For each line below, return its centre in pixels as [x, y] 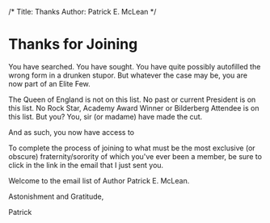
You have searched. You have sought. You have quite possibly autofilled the [135, 66]
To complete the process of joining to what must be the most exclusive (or [132, 148]
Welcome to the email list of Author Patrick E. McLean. [99, 180]
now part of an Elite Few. [49, 83]
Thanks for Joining [73, 44]
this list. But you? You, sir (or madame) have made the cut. [105, 116]
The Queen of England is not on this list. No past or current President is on [132, 99]
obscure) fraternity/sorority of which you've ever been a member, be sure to [135, 156]
